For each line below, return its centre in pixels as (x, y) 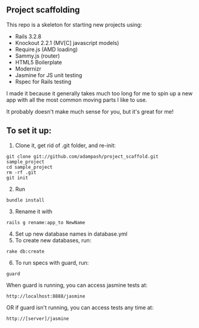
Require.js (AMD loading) (46, 49)
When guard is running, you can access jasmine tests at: (77, 285)
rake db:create (25, 251)
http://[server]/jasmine (38, 318)
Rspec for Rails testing (43, 81)
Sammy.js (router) (37, 56)
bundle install (25, 200)
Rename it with (34, 211)
